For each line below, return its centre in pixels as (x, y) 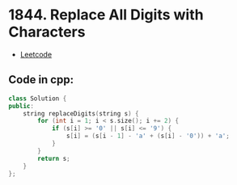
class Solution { (38, 99)
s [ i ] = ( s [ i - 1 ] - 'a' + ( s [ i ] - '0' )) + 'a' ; (148, 136)
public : (21, 106)
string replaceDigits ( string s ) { (81, 114)
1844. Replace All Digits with (106, 15)
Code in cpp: (41, 80)
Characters (47, 32)
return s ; (54, 158)
